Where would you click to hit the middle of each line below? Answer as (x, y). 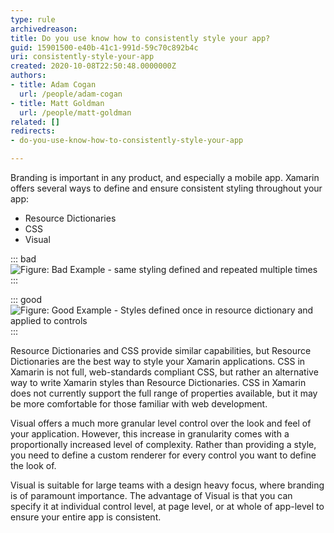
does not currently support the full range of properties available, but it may (164, 393)
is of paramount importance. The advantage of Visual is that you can (151, 495)
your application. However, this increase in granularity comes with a (150, 434)
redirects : (33, 131)
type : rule (33, 19)
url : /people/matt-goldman (75, 112)
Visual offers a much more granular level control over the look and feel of (161, 423)
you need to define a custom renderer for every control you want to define (163, 455)
